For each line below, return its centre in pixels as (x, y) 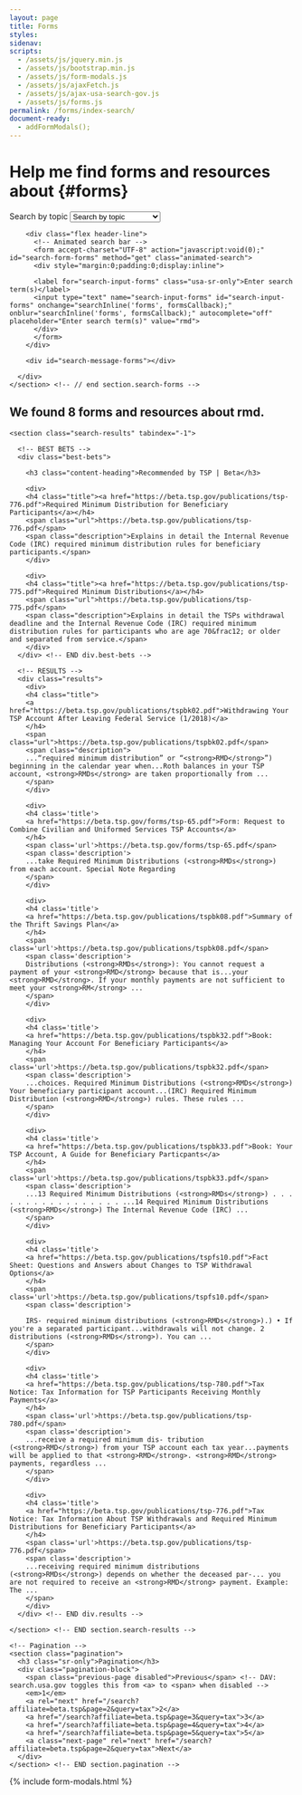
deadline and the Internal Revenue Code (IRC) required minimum (133, 623)
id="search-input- (250, 297)
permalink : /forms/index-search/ (72, 110)
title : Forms (34, 26)
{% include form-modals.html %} (71, 1781)
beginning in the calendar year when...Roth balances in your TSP (137, 766)
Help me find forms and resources (140, 172)
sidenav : (26, 43)
